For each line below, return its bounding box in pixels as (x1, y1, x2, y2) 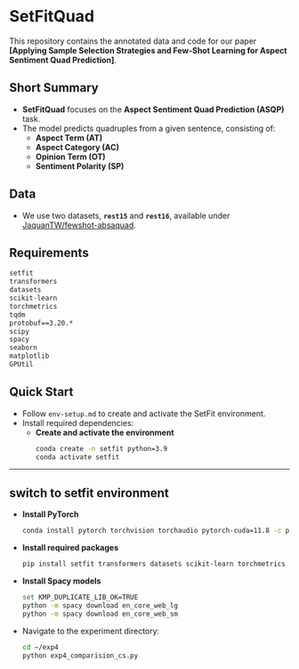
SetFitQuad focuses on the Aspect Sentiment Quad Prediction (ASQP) (21, 104, 285, 115)
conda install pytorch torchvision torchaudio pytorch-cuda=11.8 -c (21, 527, 282, 536)
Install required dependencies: (21, 417, 134, 428)
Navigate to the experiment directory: (21, 625, 160, 636)
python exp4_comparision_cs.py (21, 651, 139, 660)
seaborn (9, 343, 38, 352)
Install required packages (21, 543, 118, 553)
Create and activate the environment (35, 427, 175, 438)
